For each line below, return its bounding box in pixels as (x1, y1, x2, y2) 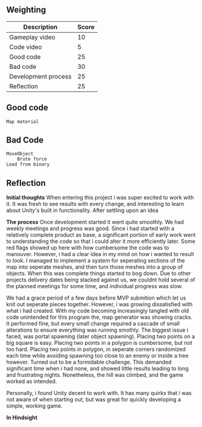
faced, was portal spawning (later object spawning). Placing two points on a (6, 333, 195, 340)
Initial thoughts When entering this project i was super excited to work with (6, 194, 194, 201)
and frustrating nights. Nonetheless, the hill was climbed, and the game (6, 371, 184, 379)
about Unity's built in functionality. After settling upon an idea (6, 207, 159, 214)
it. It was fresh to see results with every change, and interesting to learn (6, 201, 185, 208)
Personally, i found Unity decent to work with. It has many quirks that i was (6, 390, 192, 397)
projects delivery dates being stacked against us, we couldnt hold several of (6, 276, 196, 283)
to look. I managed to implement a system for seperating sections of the (6, 257, 185, 265)
